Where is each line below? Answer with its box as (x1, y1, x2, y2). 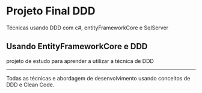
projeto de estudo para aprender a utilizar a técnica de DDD (6, 57, 155, 64)
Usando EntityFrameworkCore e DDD (6, 41, 148, 52)
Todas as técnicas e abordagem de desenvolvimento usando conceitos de (6, 74, 191, 82)
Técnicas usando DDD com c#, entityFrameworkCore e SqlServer (6, 24, 169, 31)
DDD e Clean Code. (6, 81, 55, 88)
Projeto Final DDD (6, 4, 96, 18)
